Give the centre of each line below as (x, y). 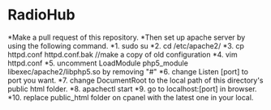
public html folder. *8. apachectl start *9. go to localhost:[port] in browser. (132, 89)
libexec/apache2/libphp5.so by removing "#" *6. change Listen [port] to (128, 71)
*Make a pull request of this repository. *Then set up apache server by (127, 37)
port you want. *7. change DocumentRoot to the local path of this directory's (135, 80)
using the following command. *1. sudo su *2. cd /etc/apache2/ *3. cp (126, 45)
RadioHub (41, 15)
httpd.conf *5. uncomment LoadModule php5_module (98, 63)
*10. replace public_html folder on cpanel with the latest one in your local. (131, 97)
